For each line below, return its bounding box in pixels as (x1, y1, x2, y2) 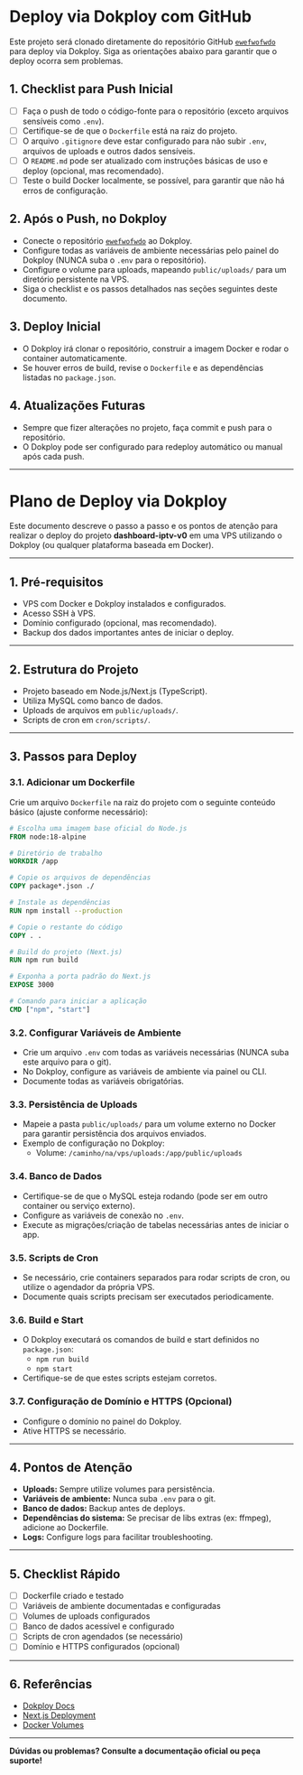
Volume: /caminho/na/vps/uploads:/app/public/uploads (35, 1148, 243, 1158)
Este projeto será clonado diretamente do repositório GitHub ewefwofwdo (9, 36, 277, 47)
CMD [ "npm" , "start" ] (9, 1005, 91, 1014)
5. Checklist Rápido (9, 1566, 121, 1582)
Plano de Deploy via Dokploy (9, 490, 228, 511)
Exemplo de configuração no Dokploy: (22, 1138, 165, 1148)
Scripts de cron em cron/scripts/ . (22, 715, 151, 726)
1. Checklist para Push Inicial (9, 81, 174, 97)
